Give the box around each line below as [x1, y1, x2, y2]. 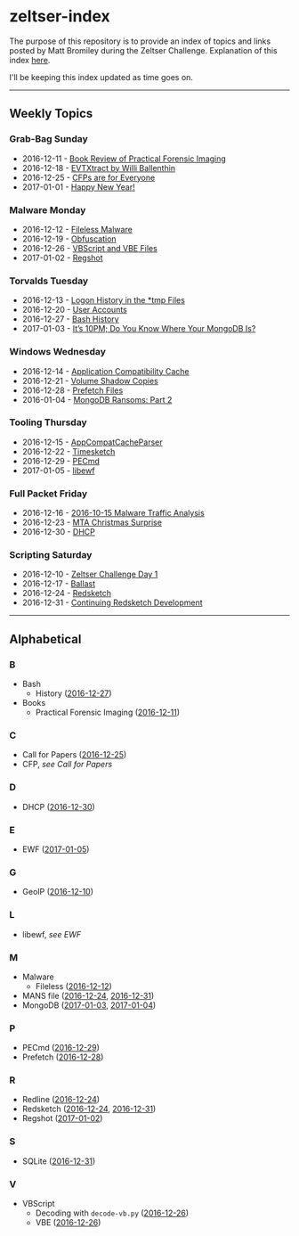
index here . [9, 54, 51, 65]
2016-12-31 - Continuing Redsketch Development [21, 597, 203, 608]
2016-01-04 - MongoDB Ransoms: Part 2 [21, 394, 173, 405]
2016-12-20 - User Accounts [21, 305, 127, 315]
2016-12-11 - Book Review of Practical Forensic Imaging [21, 153, 227, 164]
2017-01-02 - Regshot [21, 252, 104, 263]
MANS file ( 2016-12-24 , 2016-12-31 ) [21, 990, 155, 1001]
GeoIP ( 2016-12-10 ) [21, 887, 94, 897]
